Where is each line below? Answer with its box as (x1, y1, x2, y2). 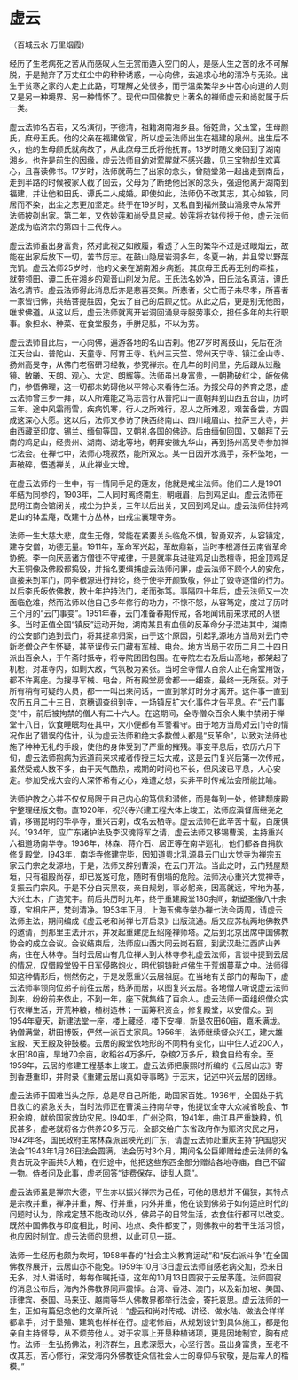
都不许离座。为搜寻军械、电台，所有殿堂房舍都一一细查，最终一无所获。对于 (9, 674, 289, 685)
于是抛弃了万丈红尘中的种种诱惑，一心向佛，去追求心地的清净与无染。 (24, 68, 281, 80)
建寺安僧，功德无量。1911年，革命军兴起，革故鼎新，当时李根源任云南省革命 (9, 541, 288, 552)
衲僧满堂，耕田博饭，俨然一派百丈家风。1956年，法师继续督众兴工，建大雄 (9, 1026, 284, 1037)
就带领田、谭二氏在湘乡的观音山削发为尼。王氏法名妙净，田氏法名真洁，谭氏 (9, 273, 289, 284)
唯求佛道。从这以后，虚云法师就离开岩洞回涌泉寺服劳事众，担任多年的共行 (9, 307, 281, 317)
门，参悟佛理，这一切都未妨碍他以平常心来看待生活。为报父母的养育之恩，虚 (9, 381, 289, 392)
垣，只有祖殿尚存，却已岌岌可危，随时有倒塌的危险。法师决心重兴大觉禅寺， (9, 871, 289, 881)
